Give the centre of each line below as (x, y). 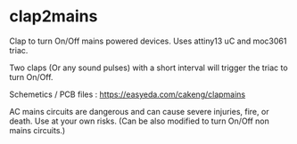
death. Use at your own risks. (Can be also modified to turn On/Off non (140, 121)
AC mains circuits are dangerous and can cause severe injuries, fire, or (139, 111)
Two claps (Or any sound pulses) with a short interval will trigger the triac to (148, 68)
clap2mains (54, 16)
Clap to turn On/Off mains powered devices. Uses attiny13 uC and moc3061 (148, 41)
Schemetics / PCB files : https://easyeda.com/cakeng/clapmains (128, 94)
